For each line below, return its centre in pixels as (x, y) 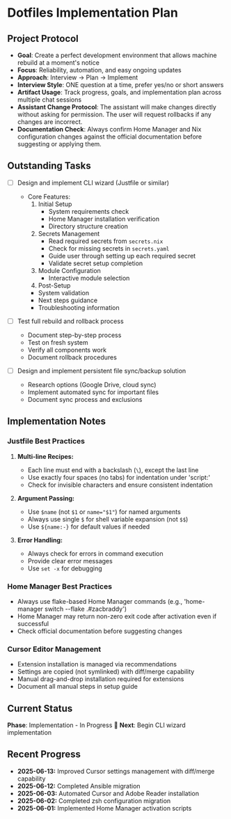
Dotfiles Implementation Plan (93, 13)
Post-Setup (54, 285)
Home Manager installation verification (104, 219)
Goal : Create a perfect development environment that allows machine (117, 55)
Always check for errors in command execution (95, 553)
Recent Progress (44, 755)
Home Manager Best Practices (60, 586)
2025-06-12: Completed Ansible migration (79, 786)
